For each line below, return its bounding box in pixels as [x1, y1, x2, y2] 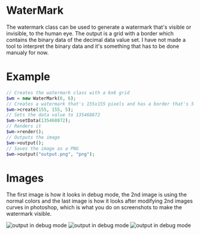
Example [6, 70, 50, 84]
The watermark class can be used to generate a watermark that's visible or [6, 23, 192, 31]
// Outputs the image [6, 134, 60, 140]
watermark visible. [6, 210, 52, 218]
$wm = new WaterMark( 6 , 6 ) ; [6, 95, 77, 101]
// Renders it [6, 123, 42, 129]
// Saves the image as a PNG [6, 145, 79, 152]
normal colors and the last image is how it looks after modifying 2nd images [6, 197, 193, 204]
